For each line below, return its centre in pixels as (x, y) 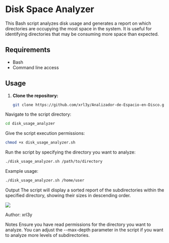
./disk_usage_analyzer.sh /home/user (45, 180)
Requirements (28, 50)
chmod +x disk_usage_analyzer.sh (40, 142)
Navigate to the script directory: (38, 114)
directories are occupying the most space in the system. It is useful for (79, 28)
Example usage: (22, 171)
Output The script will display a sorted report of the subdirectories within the (85, 190)
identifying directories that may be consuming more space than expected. (82, 34)
